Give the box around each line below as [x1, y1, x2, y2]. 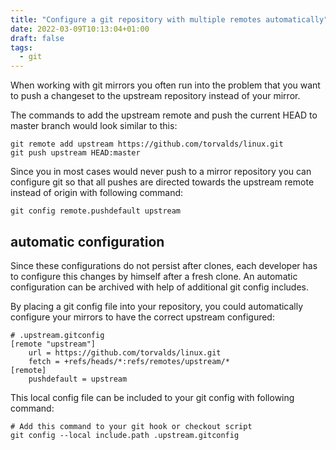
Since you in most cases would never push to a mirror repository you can [10, 166, 312, 178]
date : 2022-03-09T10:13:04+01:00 [10, 24, 150, 34]
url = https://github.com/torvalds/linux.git [28, 347, 222, 358]
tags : [10, 42, 33, 53]
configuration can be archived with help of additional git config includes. [10, 281, 309, 293]
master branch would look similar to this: [10, 120, 178, 132]
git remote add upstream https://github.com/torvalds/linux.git [10, 139, 284, 150]
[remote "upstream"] [10, 339, 97, 349]
